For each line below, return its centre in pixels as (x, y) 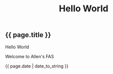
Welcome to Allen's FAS (30, 56)
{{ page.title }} (28, 35)
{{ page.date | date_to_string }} (37, 66)
